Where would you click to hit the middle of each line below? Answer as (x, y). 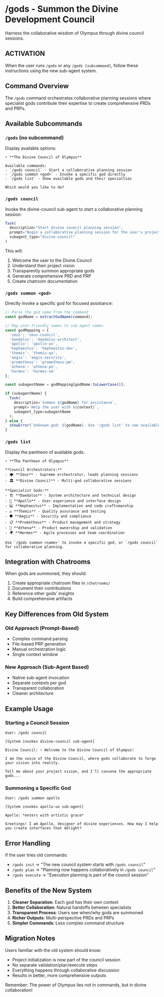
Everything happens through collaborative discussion (66, 970)
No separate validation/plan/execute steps (55, 965)
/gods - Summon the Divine (62, 9)
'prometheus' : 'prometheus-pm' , (42, 362)
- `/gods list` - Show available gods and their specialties (69, 179)
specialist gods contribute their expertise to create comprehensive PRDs (78, 103)
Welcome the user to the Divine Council (52, 260)
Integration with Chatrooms (48, 561)
